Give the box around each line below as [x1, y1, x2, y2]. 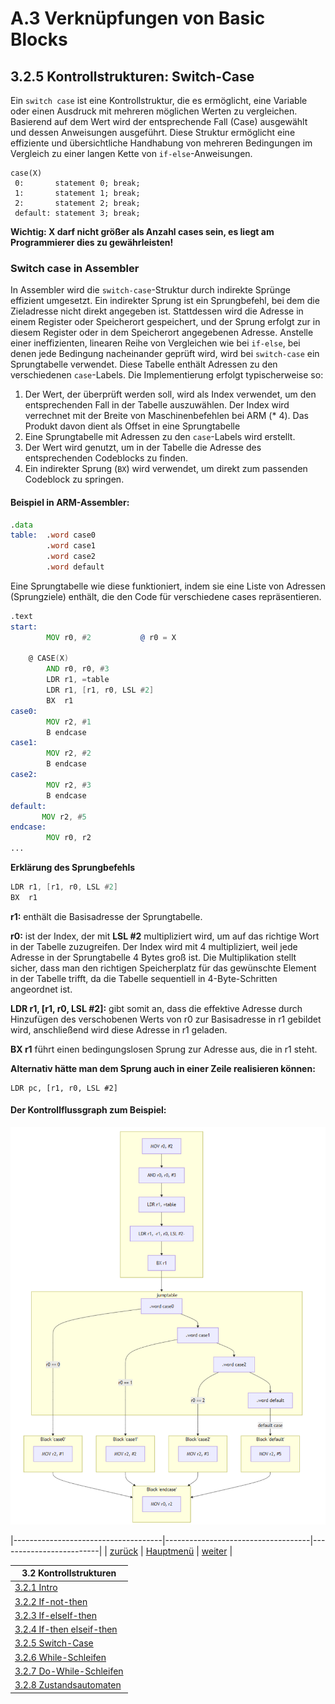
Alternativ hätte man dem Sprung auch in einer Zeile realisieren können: [10, 1062, 316, 1074]
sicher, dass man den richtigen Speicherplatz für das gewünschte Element [10, 962, 317, 974]
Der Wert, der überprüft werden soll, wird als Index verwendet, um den [24, 388, 317, 401]
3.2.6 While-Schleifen [14, 1651, 107, 1663]
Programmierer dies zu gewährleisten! [10, 237, 174, 248]
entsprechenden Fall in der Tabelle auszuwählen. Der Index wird [24, 399, 290, 411]
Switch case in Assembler [10, 261, 140, 275]
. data [10, 520, 33, 530]
